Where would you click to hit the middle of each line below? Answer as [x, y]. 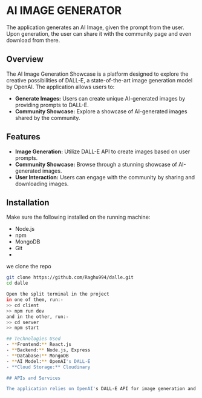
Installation [28, 203]
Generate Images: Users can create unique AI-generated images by [100, 98]
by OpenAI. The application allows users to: [60, 87]
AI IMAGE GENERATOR [64, 11]
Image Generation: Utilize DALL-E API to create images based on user [103, 151]
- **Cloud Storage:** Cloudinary [48, 367]
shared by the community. [47, 118]
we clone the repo [29, 267]
